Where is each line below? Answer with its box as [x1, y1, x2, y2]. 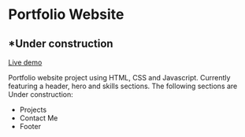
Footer [19, 122, 42, 131]
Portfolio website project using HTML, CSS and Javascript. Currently [8, 73, 231, 82]
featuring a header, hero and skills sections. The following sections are [8, 81, 238, 91]
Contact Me [19, 113, 58, 123]
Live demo [8, 57, 43, 67]
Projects [19, 105, 47, 114]
